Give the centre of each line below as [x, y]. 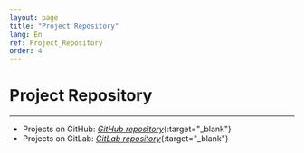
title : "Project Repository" [64, 26]
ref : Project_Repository [56, 43]
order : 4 [26, 51]
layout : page [34, 18]
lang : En [26, 34]
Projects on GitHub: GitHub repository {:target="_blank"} [127, 129]
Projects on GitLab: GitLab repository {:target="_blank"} [125, 139]
